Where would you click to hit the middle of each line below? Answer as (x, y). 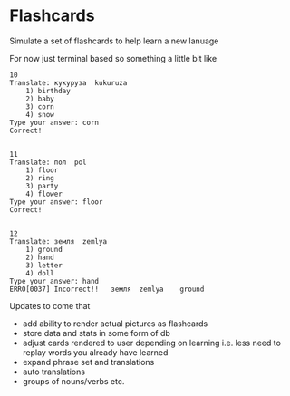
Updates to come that (50, 305)
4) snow (40, 114)
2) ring (40, 178)
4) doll (40, 273)
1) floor (42, 170)
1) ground (44, 249)
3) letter (44, 265)
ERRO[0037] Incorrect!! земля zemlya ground (107, 289)
